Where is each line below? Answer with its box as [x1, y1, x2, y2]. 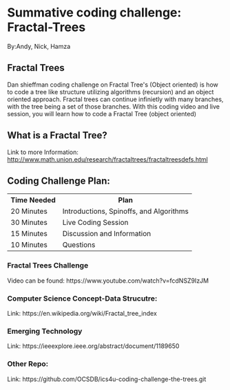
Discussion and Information [62, 229, 151, 239]
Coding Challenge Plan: [7, 175, 110, 186]
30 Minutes [10, 218, 48, 228]
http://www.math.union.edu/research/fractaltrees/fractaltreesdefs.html [7, 155, 208, 163]
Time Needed [10, 195, 56, 205]
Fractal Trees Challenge [7, 261, 89, 270]
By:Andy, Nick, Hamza [7, 42, 71, 50]
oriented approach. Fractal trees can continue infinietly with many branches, [7, 95, 224, 103]
